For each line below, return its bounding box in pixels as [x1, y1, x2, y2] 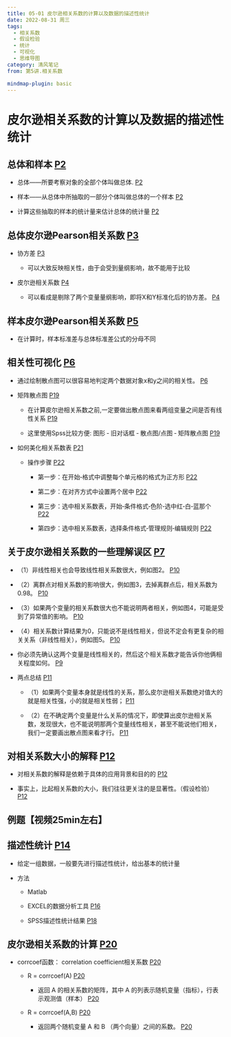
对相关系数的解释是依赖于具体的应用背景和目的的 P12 [16, 770, 168, 778]
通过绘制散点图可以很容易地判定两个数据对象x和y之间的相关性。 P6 [16, 376, 208, 384]
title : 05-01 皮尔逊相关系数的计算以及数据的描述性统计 [7, 10, 150, 17]
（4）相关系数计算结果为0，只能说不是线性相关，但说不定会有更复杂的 [16, 627, 218, 635]
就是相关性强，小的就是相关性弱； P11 [27, 696, 135, 704]
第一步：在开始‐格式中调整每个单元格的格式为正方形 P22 [37, 472, 198, 481]
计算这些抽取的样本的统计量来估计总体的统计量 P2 [16, 207, 159, 216]
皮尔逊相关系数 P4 [16, 278, 69, 286]
